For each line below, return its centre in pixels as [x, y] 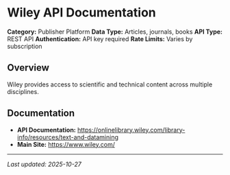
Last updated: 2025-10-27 [44, 164]
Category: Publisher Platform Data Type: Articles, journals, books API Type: [115, 32]
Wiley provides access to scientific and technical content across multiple [110, 84]
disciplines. [23, 91]
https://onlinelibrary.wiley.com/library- [131, 130]
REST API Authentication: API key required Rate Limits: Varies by [100, 38]
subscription [25, 46]
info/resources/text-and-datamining [67, 137]
